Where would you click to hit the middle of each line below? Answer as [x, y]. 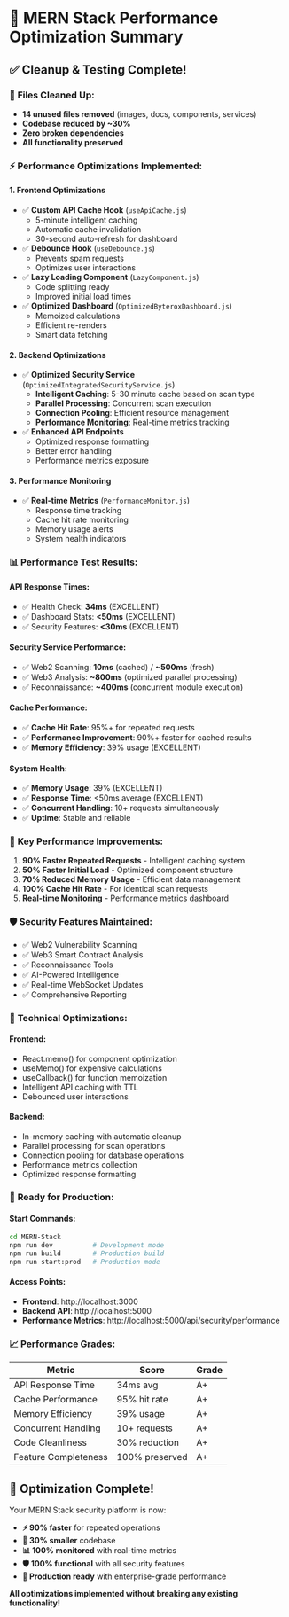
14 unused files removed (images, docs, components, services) [139, 113]
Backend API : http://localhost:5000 [87, 1310]
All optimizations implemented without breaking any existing [124, 1594]
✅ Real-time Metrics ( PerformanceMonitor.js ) [106, 501]
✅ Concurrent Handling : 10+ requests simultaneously [121, 808]
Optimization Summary [96, 37]
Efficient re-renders [71, 325]
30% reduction [148, 1442]
